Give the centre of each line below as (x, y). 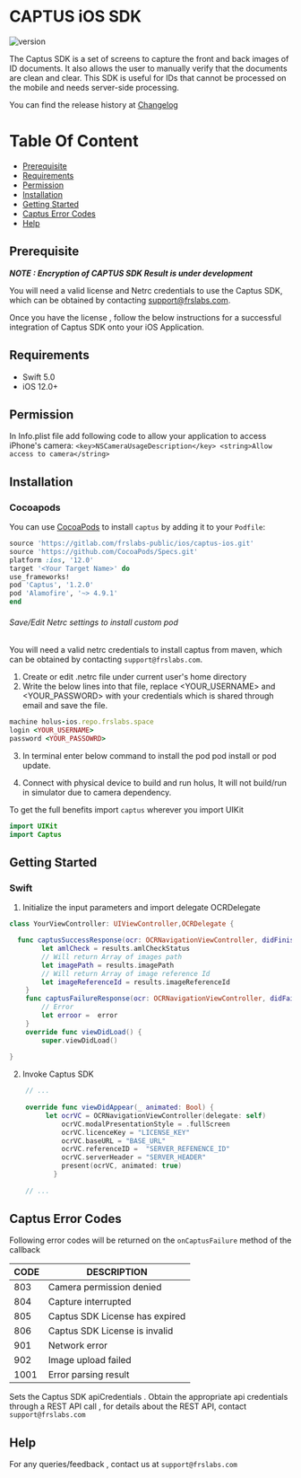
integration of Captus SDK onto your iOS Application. (107, 327)
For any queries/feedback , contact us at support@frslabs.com (123, 1465)
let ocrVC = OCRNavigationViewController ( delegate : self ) (156, 1115)
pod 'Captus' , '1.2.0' (52, 585)
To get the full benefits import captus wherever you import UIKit (127, 809)
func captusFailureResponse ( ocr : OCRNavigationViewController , (146, 999)
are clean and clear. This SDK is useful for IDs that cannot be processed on (148, 77)
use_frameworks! (39, 576)
